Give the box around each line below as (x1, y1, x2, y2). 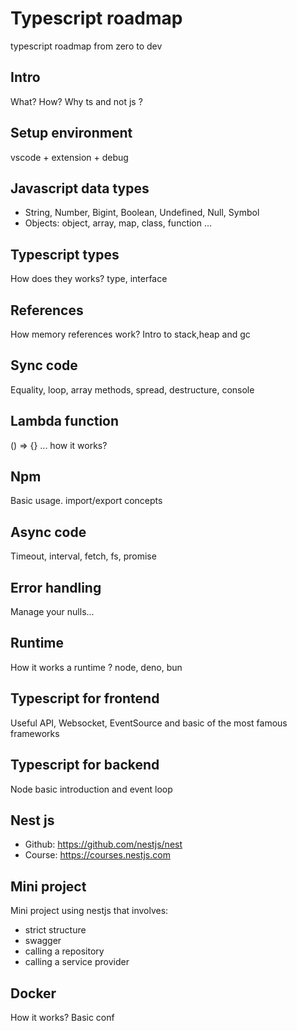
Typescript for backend (10, 757, 160, 774)
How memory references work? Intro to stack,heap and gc (10, 328, 251, 340)
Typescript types (10, 246, 120, 263)
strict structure (24, 924, 87, 936)
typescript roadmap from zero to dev (10, 40, 163, 52)
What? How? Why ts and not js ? (10, 95, 143, 107)
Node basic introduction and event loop (10, 783, 173, 795)
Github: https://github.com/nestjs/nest (24, 838, 183, 851)
